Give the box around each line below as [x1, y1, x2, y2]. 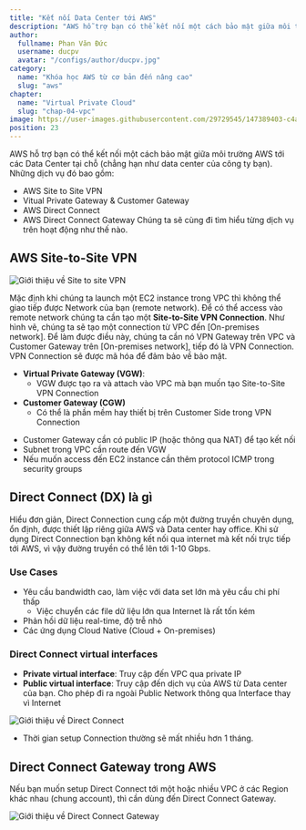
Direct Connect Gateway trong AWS [9, 759, 217, 774]
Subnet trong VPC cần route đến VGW [22, 444, 167, 455]
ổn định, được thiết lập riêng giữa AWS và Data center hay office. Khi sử [9, 523, 279, 534]
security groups [22, 463, 83, 474]
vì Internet [22, 698, 62, 709]
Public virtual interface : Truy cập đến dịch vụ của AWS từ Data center [22, 678, 288, 689]
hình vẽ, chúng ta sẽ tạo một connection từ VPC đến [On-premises [9, 321, 260, 333]
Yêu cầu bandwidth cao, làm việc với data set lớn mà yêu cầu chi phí [22, 586, 280, 597]
